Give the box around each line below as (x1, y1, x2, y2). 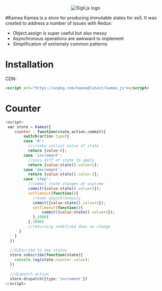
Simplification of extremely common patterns (12, 41, 108, 47)
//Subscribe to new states (10, 248, 67, 253)
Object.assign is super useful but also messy (12, 30, 107, 36)
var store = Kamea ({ (7, 124, 51, 130)
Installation (5, 59, 54, 70)
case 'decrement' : (23, 167, 63, 172)
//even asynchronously (32, 196, 81, 201)
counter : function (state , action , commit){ (14, 129, 106, 134)
